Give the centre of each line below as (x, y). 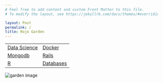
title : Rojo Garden (25, 32)
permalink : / (18, 27)
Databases (55, 64)
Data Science (23, 48)
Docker (51, 48)
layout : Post (18, 23)
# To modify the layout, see (34, 14)
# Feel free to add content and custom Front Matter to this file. (75, 9)
